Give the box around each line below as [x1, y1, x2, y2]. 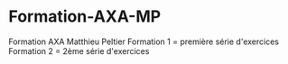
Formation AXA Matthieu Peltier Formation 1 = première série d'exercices [8, 36, 279, 47]
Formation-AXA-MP [8, 6, 162, 27]
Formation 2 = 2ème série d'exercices [8, 45, 150, 56]
